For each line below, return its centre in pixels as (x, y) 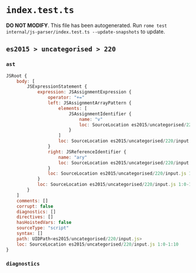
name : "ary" (73, 157)
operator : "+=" (66, 98)
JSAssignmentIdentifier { (100, 114)
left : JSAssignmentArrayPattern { (90, 103)
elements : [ (73, 108)
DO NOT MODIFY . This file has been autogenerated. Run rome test (87, 25)
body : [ (26, 81)
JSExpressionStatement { (57, 87)
